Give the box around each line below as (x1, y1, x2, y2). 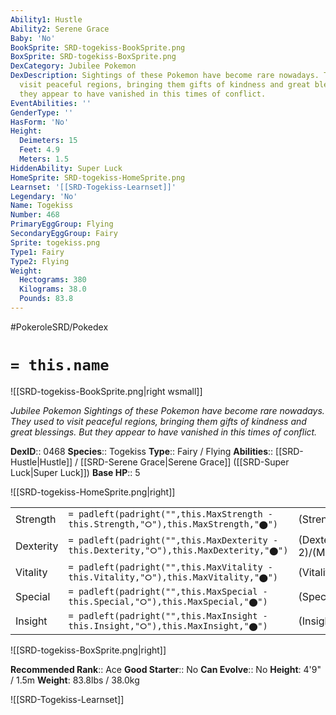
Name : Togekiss (10, 201, 74, 211)
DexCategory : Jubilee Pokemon (10, 61, 137, 71)
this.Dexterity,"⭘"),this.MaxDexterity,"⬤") (68, 545, 289, 556)
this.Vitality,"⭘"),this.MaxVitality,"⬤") (68, 571, 279, 583)
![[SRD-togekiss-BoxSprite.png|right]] (10, 644, 167, 656)
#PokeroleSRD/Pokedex (10, 321, 109, 333)
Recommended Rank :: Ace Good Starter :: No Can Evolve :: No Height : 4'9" (10, 663, 322, 675)
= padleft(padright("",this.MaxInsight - (68, 610, 268, 621)
